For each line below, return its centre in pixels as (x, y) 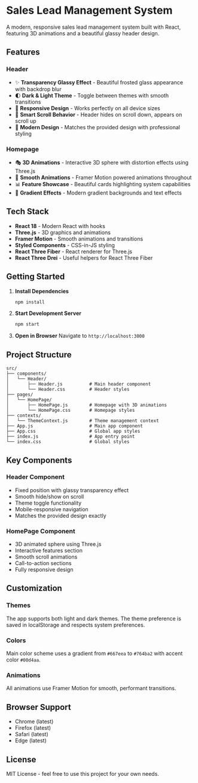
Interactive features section (48, 551)
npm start (27, 324)
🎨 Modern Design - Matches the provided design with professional (98, 127)
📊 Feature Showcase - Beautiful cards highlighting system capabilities (103, 184)
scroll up (26, 121)
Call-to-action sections (43, 563)
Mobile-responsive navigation (51, 509)
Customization (34, 588)
